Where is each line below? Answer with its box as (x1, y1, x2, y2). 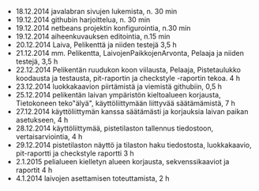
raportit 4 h (15, 165, 53, 174)
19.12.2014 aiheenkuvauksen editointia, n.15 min (15, 31, 171, 41)
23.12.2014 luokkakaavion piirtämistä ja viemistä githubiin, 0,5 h (15, 82, 223, 91)
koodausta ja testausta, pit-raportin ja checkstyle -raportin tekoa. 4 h (15, 74, 241, 83)
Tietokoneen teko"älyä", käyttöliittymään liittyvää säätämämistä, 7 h (15, 98, 235, 108)
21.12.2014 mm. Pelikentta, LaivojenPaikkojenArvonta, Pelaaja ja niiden (15, 49, 245, 57)
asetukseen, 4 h (15, 116, 69, 124)
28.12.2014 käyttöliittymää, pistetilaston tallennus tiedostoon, (15, 123, 214, 133)
